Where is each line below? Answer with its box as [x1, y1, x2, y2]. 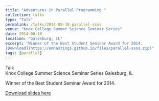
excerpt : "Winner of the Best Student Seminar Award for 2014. [5, 41, 143, 46]
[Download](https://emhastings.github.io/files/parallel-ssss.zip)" [5, 46, 154, 51]
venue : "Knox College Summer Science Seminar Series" [5, 27, 123, 32]
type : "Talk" [5, 17, 33, 22]
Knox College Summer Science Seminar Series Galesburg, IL [5, 70, 133, 76]
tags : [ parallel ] [5, 50, 42, 55]
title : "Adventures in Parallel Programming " [5, 7, 106, 13]
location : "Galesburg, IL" [5, 36, 63, 42]
